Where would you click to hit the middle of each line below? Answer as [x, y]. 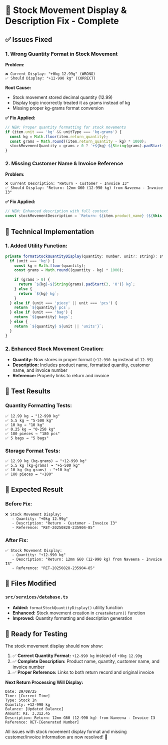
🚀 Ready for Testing [36, 634]
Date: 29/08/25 [21, 692]
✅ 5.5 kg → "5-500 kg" [29, 420]
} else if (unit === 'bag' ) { [41, 312]
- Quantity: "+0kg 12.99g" [40, 519]
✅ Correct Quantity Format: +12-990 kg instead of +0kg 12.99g [77, 656]
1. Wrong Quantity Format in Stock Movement [61, 54]
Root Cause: [18, 87]
